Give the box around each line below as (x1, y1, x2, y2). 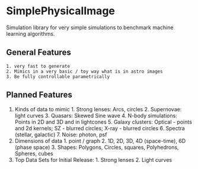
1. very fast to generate (6, 63, 70, 69)
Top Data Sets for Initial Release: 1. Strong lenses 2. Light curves (14, 156, 173, 163)
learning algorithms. (6, 30, 55, 37)
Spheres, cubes (14, 150, 53, 157)
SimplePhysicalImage (6, 4, 116, 18)
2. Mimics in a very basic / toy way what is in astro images (6, 68, 163, 74)
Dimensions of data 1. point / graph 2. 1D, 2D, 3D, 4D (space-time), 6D (14, 137, 186, 144)
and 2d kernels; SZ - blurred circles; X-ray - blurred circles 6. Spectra (14, 124, 185, 132)
